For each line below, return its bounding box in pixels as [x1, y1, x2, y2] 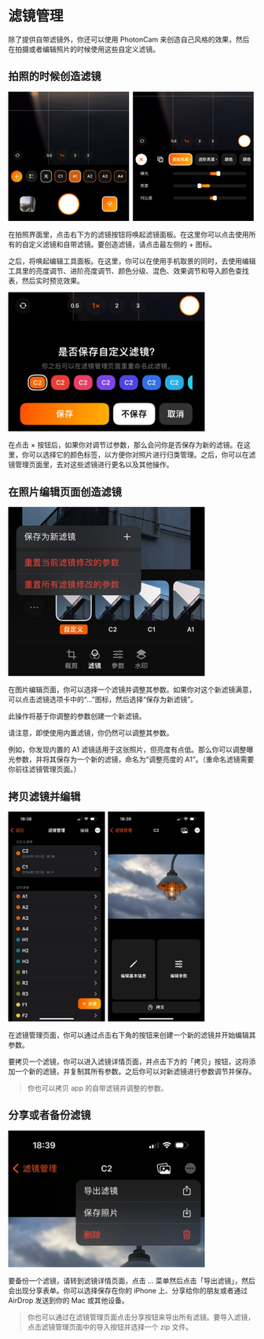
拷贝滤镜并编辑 [8, 789, 81, 803]
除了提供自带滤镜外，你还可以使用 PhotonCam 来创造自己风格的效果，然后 [8, 35, 250, 44]
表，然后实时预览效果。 [8, 276, 84, 285]
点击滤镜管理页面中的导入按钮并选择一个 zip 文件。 [27, 1322, 193, 1331]
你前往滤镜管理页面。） [8, 764, 81, 774]
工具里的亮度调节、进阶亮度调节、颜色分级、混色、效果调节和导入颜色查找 [8, 266, 249, 275]
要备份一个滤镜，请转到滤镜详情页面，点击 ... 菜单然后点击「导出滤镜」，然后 [8, 1275, 255, 1286]
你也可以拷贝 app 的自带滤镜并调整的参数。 [27, 1083, 168, 1093]
